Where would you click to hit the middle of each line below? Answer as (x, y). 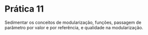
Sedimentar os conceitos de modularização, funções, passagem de (73, 22)
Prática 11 (24, 9)
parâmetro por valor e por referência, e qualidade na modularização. (74, 27)
